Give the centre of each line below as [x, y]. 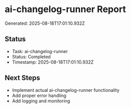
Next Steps [22, 78]
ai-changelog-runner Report [65, 9]
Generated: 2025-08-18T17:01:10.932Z [45, 23]
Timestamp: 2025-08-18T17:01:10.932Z [53, 62]
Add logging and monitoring [41, 101]
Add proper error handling [39, 95]
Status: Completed [31, 57]
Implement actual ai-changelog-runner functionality [65, 90]
